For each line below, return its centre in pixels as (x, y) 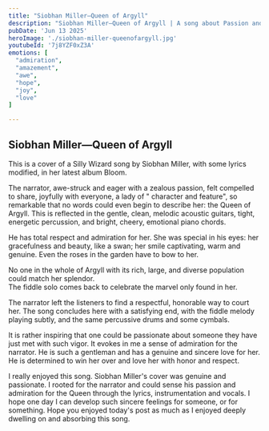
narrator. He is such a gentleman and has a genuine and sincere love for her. (134, 352)
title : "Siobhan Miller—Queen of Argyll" (78, 16)
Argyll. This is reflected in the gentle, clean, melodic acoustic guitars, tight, (132, 213)
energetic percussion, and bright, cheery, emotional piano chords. (117, 222)
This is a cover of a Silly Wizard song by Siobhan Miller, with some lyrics (127, 163)
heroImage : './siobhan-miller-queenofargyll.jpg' (93, 38)
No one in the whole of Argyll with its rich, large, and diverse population (126, 270)
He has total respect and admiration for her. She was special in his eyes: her (134, 237)
